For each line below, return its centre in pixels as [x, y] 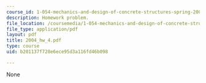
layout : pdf [21, 35]
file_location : [26, 23]
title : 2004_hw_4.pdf [34, 40]
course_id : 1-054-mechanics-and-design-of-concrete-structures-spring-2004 [105, 12]
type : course [23, 46]
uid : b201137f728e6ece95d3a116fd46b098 [57, 52]
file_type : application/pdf [42, 29]
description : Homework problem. [48, 18]
